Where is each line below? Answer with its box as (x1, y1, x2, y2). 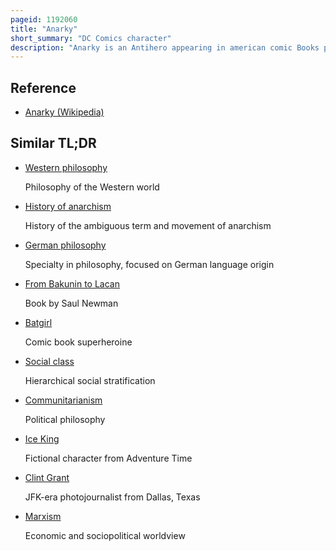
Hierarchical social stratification (24, 374, 156, 386)
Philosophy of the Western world (24, 181, 160, 193)
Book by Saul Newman (24, 297, 119, 309)
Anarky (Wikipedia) (24, 106, 105, 118)
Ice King (24, 432, 60, 445)
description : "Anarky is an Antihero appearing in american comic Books (10, 42, 320, 53)
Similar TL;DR (10, 135, 97, 152)
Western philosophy (24, 161, 108, 173)
